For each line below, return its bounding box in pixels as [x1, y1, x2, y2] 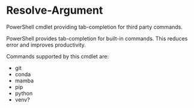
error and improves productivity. [6, 41, 86, 48]
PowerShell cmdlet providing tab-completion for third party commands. [6, 23, 183, 30]
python [14, 90, 33, 97]
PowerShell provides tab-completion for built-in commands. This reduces [6, 35, 188, 42]
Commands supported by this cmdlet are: [6, 53, 109, 60]
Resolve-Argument [6, 4, 103, 17]
